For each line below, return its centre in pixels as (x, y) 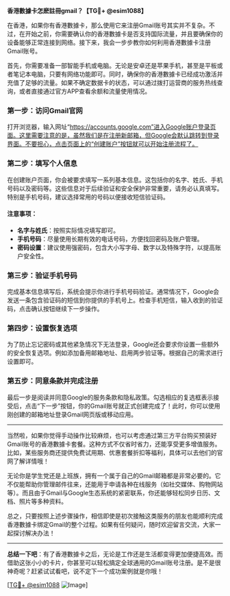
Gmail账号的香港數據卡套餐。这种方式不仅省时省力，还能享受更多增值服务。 (114, 444)
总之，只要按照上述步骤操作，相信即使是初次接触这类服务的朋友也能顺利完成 (115, 516)
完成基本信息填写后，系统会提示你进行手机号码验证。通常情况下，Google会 (113, 292)
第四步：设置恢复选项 (42, 328)
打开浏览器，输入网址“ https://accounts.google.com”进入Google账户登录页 (112, 127)
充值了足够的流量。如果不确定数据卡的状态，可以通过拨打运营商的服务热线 (112, 83)
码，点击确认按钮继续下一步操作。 (55, 309)
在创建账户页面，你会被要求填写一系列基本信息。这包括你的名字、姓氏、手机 (115, 179)
